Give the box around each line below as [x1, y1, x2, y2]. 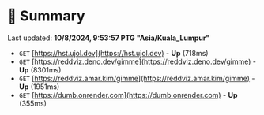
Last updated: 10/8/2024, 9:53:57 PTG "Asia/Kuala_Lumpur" [7, 33, 210, 43]
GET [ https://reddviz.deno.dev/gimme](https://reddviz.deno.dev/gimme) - [18, 57, 257, 66]
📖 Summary [7, 7, 85, 25]
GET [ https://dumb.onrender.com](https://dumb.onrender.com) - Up [18, 90, 238, 99]
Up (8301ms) [18, 65, 62, 74]
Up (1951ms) [18, 82, 60, 91]
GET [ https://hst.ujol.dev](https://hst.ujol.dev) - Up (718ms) [18, 48, 209, 57]
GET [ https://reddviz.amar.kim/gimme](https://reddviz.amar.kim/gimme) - [18, 73, 255, 83]
